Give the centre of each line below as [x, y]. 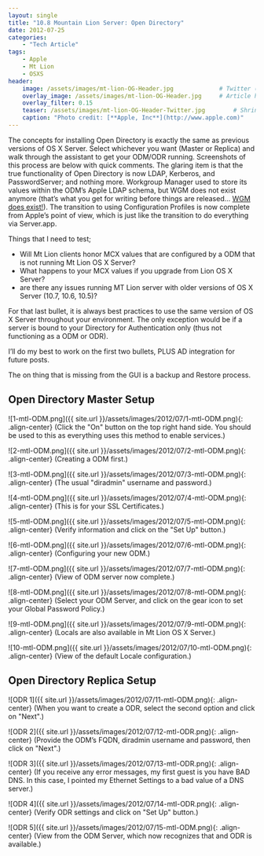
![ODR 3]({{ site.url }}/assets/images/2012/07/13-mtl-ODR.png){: [112, 763]
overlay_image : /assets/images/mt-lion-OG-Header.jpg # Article [137, 96]
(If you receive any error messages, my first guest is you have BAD [142, 772]
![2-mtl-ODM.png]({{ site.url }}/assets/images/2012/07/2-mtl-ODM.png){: [127, 450]
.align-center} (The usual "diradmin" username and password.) [110, 482]
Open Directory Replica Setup [82, 681]
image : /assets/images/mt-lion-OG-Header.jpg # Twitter [137, 88]
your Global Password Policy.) [57, 608]
